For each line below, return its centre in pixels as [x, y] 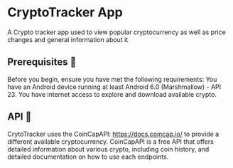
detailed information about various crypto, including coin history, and [108, 149]
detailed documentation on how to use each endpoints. [88, 157]
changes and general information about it [68, 39]
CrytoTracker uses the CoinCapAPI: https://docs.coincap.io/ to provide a [113, 134]
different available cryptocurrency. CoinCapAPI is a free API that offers [111, 141]
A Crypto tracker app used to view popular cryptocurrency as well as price [116, 32]
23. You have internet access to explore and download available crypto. [112, 94]
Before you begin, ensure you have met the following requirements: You [112, 79]
